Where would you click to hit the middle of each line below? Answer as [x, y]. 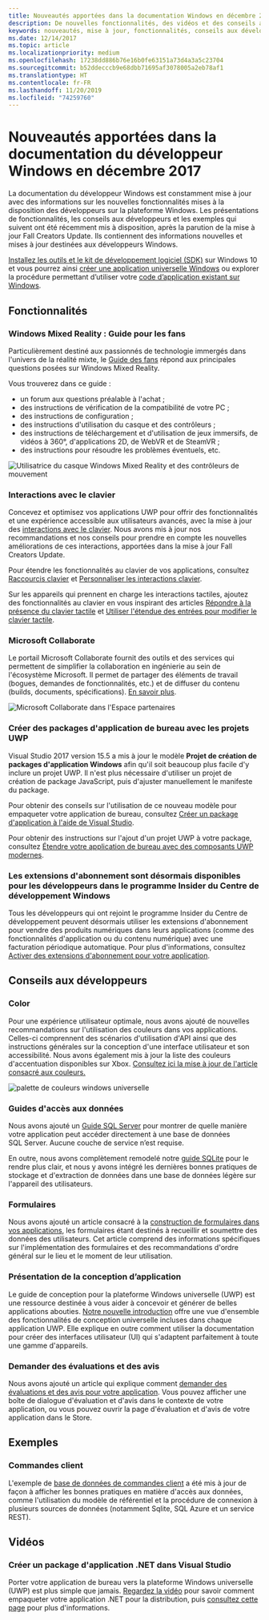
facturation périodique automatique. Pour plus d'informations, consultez [127, 947]
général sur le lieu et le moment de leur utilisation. [90, 1256]
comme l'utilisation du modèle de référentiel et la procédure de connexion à [133, 1500]
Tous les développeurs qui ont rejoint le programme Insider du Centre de [128, 913]
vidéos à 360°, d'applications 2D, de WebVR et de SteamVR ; [120, 441]
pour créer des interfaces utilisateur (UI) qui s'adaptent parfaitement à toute [133, 1337]
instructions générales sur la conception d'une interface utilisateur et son [129, 1047]
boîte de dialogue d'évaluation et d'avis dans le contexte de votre [116, 1400]
